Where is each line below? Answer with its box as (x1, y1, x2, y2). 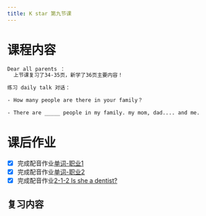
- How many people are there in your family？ (7, 97, 144, 104)
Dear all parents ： (7, 65, 66, 73)
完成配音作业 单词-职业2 (17, 168, 85, 176)
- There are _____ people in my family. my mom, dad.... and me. (7, 109, 200, 116)
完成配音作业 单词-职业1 (17, 159, 84, 167)
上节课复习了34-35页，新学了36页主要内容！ (13, 72, 123, 79)
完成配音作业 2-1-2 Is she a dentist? (17, 177, 118, 184)
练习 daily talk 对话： (7, 84, 71, 91)
